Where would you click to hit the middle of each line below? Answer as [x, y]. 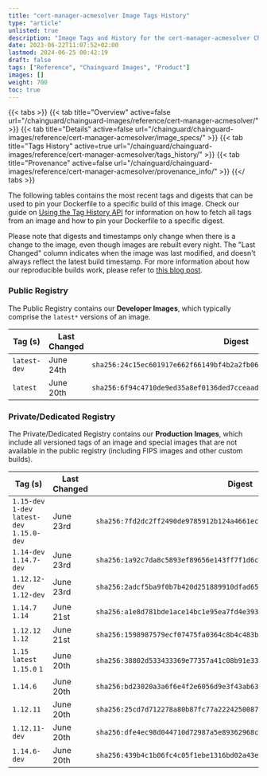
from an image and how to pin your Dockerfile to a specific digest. [116, 221]
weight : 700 [28, 82]
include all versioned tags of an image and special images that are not [123, 442]
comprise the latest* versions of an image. [79, 316]
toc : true [25, 90]
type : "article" [35, 23]
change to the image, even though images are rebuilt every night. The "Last [132, 245]
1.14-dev [29, 552]
